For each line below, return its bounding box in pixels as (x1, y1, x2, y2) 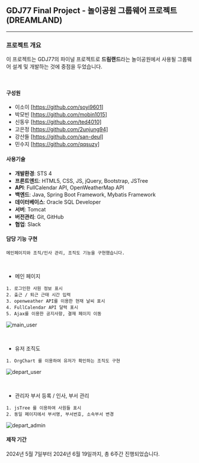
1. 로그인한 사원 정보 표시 (6, 286, 63, 291)
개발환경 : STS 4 (14, 170, 52, 177)
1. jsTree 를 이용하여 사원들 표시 (6, 405, 82, 411)
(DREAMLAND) (6, 15, 63, 26)
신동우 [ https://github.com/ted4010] (14, 118, 102, 126)
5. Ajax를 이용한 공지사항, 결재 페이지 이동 (6, 310, 102, 316)
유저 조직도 (14, 345, 41, 352)
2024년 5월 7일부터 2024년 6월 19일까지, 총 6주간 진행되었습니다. (6, 450, 160, 457)
